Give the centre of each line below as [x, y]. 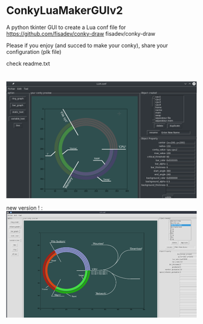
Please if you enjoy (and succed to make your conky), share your [87, 45]
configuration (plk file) [34, 51]
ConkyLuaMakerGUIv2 [65, 11]
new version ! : [24, 208]
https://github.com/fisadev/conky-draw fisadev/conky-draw [81, 33]
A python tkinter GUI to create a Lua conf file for [66, 27]
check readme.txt [28, 63]
